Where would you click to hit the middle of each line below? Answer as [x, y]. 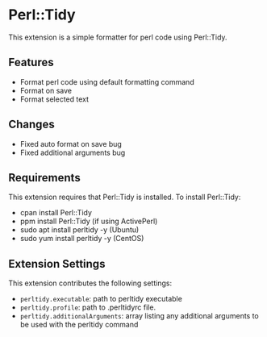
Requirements [44, 178]
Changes [31, 125]
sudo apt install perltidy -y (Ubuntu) [79, 230]
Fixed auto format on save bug [71, 144]
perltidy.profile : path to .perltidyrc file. [88, 307]
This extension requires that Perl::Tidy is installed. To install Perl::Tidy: [125, 197]
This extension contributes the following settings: [90, 283]
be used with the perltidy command [79, 325]
